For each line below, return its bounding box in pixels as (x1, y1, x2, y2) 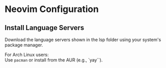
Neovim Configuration (4, 3, 99, 15)
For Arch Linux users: (4, 51, 49, 57)
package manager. (4, 42, 43, 48)
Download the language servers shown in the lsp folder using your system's (4, 36, 161, 42)
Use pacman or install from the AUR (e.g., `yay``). (4, 57, 103, 63)
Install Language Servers (4, 23, 84, 32)
